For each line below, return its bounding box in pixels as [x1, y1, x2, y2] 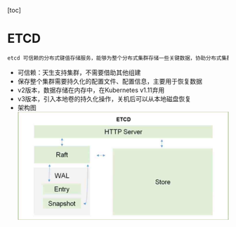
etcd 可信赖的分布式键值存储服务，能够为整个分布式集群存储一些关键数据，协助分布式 [7, 54, 222, 62]
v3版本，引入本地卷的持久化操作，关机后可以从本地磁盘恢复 [17, 94, 192, 103]
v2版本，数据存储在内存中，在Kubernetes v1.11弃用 [17, 86, 165, 94]
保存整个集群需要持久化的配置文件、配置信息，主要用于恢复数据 [17, 77, 202, 85]
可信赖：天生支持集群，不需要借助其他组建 [17, 68, 141, 77]
